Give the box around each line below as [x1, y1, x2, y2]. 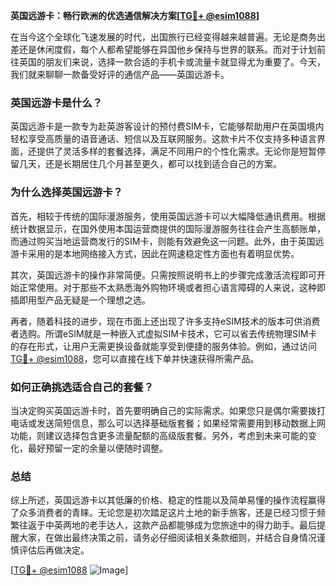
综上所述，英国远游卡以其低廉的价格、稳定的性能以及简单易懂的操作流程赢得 [10, 494, 326, 506]
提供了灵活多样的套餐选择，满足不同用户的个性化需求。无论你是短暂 [36, 145, 317, 158]
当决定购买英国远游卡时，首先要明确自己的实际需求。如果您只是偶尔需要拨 [10, 404, 317, 416]
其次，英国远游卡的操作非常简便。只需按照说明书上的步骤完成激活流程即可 [10, 269, 317, 281]
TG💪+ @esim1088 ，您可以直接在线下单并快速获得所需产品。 [10, 352, 260, 364]
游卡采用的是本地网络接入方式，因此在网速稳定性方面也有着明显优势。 [10, 247, 300, 259]
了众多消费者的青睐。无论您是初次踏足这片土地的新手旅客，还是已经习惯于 [10, 507, 317, 519]
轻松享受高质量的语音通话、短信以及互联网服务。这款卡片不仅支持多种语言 [10, 133, 317, 145]
